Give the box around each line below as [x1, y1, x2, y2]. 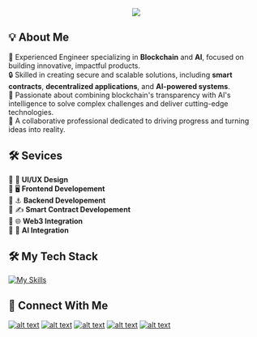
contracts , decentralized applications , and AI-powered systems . [8, 81, 231, 91]
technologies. [8, 107, 54, 117]
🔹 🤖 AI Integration [8, 225, 69, 235]
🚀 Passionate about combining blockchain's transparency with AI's [8, 90, 231, 100]
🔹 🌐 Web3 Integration [8, 215, 84, 226]
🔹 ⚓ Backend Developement [8, 195, 106, 205]
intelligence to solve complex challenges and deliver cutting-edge [8, 98, 229, 109]
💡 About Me [8, 31, 70, 45]
